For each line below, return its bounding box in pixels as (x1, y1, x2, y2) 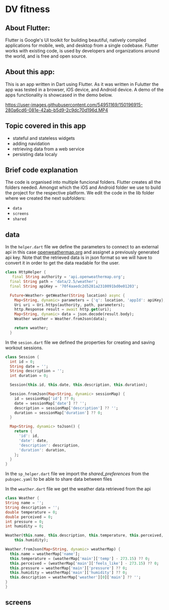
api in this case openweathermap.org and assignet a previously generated (5, 249, 159, 256)
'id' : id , (18, 433, 39, 438)
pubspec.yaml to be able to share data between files (5, 476, 112, 482)
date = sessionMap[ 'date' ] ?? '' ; (14, 400, 87, 406)
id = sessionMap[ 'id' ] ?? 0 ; (14, 396, 76, 401)
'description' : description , (18, 443, 80, 448)
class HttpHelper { (5, 270, 46, 275)
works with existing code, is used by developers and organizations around (5, 48, 160, 54)
